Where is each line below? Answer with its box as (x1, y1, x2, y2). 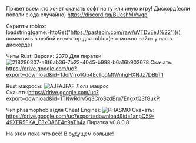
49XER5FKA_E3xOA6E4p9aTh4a (6, 119, 86, 125)
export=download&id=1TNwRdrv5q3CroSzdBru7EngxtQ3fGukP (6, 95, 160, 102)
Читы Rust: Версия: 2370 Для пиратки (6, 53, 102, 59)
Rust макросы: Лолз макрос (6, 83, 109, 90)
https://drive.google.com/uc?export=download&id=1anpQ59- (6, 113, 155, 120)
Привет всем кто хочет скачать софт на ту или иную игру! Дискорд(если (6, 5, 190, 12)
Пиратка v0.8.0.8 (87, 119, 129, 125)
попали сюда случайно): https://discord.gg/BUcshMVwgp (6, 11, 148, 18)
